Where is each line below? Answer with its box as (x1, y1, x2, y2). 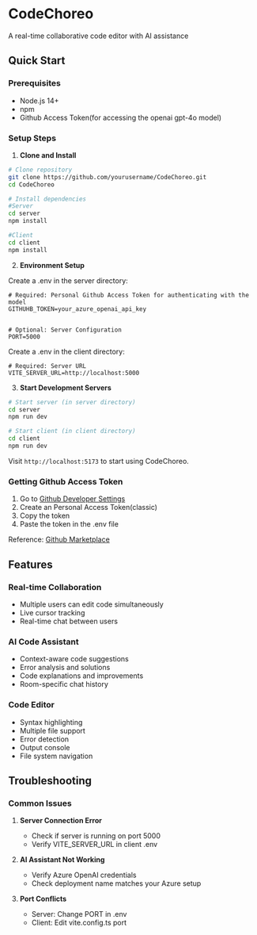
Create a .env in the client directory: (8, 347, 125, 356)
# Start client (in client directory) (8, 427, 136, 435)
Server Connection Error (19, 816, 103, 826)
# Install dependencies (8, 195, 87, 203)
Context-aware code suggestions (19, 654, 129, 664)
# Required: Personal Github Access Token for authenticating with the (8, 291, 249, 299)
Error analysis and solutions (19, 663, 111, 673)
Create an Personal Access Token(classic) (19, 503, 158, 512)
